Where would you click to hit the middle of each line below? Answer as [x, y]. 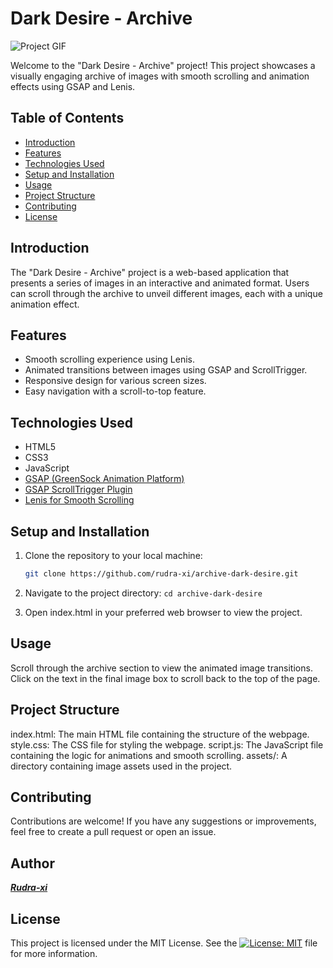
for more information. [54, 953]
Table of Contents [67, 118]
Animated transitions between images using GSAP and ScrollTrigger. [166, 370]
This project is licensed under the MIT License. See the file [164, 943]
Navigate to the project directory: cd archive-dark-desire [143, 593]
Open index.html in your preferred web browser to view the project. [163, 612]
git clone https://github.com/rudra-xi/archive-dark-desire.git [161, 574]
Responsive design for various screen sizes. [115, 381]
